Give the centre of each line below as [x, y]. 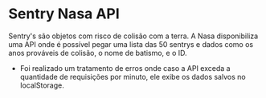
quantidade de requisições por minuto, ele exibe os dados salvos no [133, 76]
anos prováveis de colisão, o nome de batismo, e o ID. [98, 53]
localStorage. [42, 85]
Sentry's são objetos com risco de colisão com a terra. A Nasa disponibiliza [133, 36]
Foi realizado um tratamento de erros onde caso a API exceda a [125, 68]
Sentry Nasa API [64, 14]
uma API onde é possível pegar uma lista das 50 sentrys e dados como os [131, 44]
